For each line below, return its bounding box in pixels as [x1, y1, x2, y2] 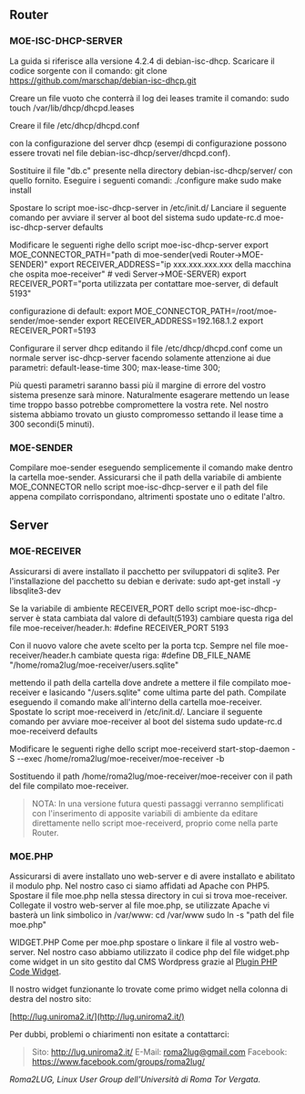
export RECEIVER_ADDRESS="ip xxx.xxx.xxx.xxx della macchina [49, 258, 291, 269]
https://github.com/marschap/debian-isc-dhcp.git [9, 75, 197, 86]
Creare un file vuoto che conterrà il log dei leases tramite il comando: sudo [9, 92, 290, 103]
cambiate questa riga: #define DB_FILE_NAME [77, 649, 252, 660]
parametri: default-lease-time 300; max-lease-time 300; [9, 362, 221, 373]
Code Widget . [9, 965, 62, 976]
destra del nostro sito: [9, 993, 92, 1004]
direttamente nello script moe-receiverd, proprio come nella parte [31, 817, 279, 828]
